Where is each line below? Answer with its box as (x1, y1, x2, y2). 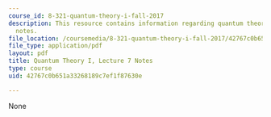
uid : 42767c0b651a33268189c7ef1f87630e (8, 72, 143, 80)
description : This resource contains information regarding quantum (8, 19, 244, 27)
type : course (8, 65, 52, 73)
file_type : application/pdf (8, 42, 103, 50)
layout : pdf (8, 49, 48, 57)
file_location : (8, 34, 60, 43)
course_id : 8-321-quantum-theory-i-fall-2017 (8, 11, 164, 20)
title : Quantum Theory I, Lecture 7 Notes (8, 57, 153, 65)
